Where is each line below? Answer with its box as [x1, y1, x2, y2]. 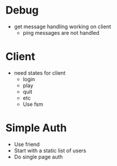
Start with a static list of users [14, 147, 86, 154]
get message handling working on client [14, 23, 111, 30]
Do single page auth [14, 153, 63, 160]
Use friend [14, 141, 40, 148]
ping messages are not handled [22, 29, 99, 36]
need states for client [14, 69, 66, 77]
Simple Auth [5, 121, 67, 135]
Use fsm [22, 101, 44, 108]
